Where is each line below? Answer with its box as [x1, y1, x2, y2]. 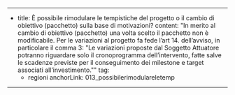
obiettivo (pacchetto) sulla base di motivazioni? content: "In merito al [17, 22, 215, 29]
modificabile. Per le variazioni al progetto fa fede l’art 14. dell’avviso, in [17, 36, 220, 44]
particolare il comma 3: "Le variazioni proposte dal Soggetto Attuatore [17, 43, 220, 52]
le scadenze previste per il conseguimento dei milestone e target [17, 59, 204, 66]
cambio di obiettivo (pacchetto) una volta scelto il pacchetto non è [17, 29, 209, 37]
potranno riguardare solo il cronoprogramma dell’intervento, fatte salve [17, 51, 222, 59]
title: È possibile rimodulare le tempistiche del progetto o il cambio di [17, 14, 215, 22]
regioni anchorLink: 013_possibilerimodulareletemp [27, 73, 175, 81]
